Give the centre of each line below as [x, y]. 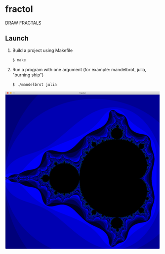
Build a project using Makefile [42, 50]
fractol [19, 9]
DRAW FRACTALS [23, 23]
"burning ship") [28, 75]
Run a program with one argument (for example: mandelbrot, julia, [79, 69]
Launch [17, 38]
